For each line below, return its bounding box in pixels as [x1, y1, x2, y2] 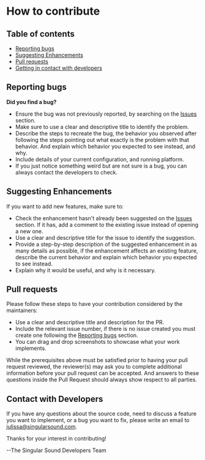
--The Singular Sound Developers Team [6, 447, 106, 454]
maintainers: [6, 307, 38, 314]
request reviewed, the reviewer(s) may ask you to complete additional [6, 363, 182, 371]
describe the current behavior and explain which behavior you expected [15, 253, 197, 261]
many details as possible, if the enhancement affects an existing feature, [15, 247, 198, 254]
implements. [15, 344, 47, 352]
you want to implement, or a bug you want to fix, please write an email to [6, 417, 190, 424]
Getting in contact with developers [15, 64, 103, 72]
